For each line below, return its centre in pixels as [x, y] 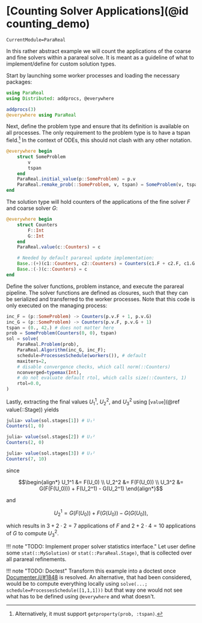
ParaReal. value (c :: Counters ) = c [59, 247]
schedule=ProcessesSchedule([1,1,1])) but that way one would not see [94, 590]
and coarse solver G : [32, 208]
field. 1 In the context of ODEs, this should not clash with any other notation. [99, 140]
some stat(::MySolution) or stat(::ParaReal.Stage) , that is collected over [99, 553]
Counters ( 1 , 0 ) [25, 426]
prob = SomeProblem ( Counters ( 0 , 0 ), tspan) [62, 333]
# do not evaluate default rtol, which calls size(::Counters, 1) [102, 378]
